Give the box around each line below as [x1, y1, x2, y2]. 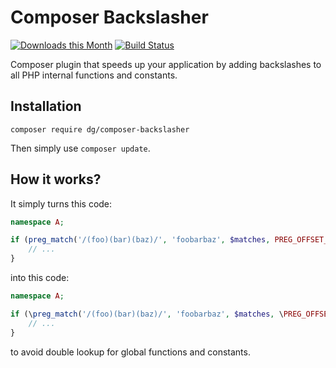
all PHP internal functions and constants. [10, 69, 178, 81]
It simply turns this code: [10, 197, 113, 210]
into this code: [10, 272, 70, 284]
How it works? [10, 171, 102, 188]
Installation [10, 98, 82, 115]
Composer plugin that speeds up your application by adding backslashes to [10, 58, 322, 70]
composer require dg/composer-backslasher [10, 124, 190, 135]
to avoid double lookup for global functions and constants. [10, 346, 251, 358]
